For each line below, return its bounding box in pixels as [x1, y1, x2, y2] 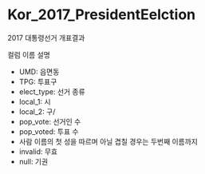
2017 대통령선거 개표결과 [7, 33, 85, 42]
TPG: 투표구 [18, 77, 57, 86]
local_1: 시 [18, 97, 51, 106]
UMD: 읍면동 [18, 66, 60, 77]
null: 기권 [18, 156, 49, 166]
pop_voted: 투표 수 [18, 126, 79, 136]
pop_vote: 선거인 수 [18, 117, 81, 126]
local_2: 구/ [18, 106, 56, 117]
